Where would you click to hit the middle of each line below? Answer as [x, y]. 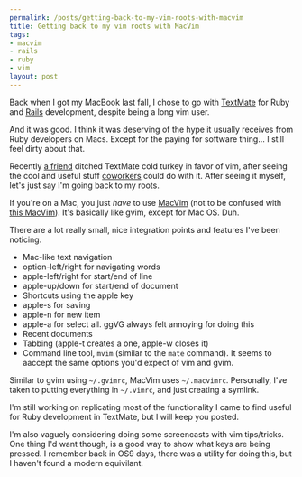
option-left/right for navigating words [91, 267]
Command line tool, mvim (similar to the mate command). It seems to [147, 352]
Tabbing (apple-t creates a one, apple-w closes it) [115, 343]
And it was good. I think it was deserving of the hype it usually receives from [151, 129]
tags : [19, 34]
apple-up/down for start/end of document [100, 285]
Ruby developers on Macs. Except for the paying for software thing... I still [147, 139]
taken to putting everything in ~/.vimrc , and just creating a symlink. [134, 389]
